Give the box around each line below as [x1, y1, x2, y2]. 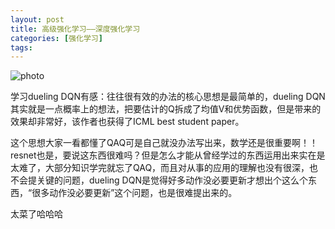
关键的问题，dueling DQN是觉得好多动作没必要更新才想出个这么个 [36, 174, 308, 186]
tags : [10, 42, 33, 53]
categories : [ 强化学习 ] [10, 33, 103, 43]
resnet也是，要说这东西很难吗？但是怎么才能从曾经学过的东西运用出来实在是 [10, 149, 326, 161]
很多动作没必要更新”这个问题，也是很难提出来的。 [31, 187, 238, 199]
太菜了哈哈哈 [10, 208, 63, 220]
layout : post [10, 14, 65, 25]
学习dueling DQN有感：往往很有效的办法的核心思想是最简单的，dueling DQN [10, 91, 326, 103]
